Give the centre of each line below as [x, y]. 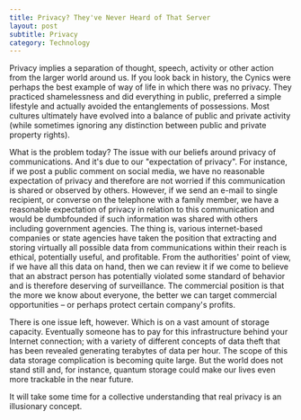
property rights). [40, 135]
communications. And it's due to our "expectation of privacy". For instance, [148, 162]
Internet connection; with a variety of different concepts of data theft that [145, 341]
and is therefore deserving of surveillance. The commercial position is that [147, 286]
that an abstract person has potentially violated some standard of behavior [147, 276]
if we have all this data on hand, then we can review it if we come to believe [149, 267]
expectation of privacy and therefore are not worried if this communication [147, 181]
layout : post [34, 26]
